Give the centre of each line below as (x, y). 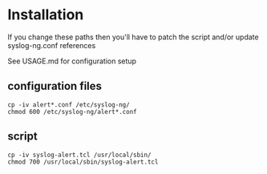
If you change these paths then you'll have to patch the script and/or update (133, 37)
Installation (46, 15)
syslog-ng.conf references (52, 45)
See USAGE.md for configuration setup (72, 61)
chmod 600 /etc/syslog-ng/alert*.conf (72, 111)
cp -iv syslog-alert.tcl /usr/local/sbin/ (79, 155)
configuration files (55, 86)
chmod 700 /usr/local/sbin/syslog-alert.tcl (83, 162)
